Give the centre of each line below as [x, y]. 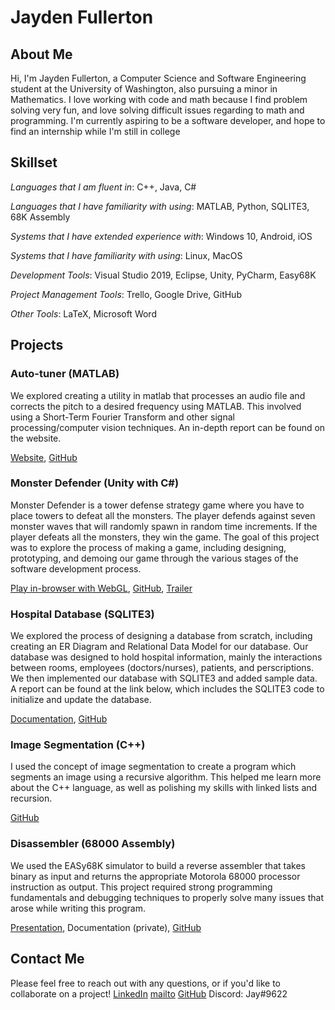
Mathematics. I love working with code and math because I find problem [159, 99]
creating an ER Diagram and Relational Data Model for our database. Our [159, 647]
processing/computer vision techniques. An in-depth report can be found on [168, 427]
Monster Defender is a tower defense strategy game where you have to [157, 505]
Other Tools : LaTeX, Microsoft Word [83, 313]
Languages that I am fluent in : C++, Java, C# [103, 187]
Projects [37, 345]
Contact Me [47, 959]
